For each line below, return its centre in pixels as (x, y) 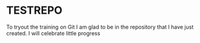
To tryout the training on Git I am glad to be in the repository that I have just (100, 27)
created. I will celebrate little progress (53, 33)
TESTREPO (34, 10)
